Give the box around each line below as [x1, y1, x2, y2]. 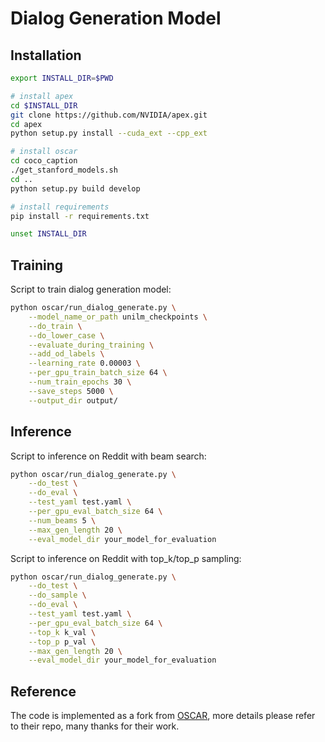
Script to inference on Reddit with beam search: [10, 450, 207, 462]
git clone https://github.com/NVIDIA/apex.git [10, 110, 208, 120]
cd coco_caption [10, 156, 78, 166]
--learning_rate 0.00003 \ [28, 358, 141, 369]
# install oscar [10, 147, 78, 157]
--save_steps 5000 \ [28, 386, 114, 396]
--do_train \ [28, 321, 83, 331]
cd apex [10, 119, 43, 129]
